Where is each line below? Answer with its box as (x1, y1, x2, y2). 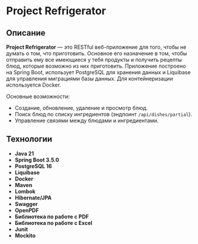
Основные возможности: (6, 93, 70, 100)
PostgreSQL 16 (14, 162, 52, 170)
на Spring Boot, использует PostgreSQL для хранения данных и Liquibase (6, 69, 191, 75)
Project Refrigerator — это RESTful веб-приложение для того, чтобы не (6, 43, 187, 50)
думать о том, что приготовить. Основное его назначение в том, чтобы (6, 50, 187, 57)
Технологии (6, 134, 52, 144)
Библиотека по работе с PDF (14, 213, 89, 220)
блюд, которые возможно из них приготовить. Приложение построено (6, 62, 186, 69)
